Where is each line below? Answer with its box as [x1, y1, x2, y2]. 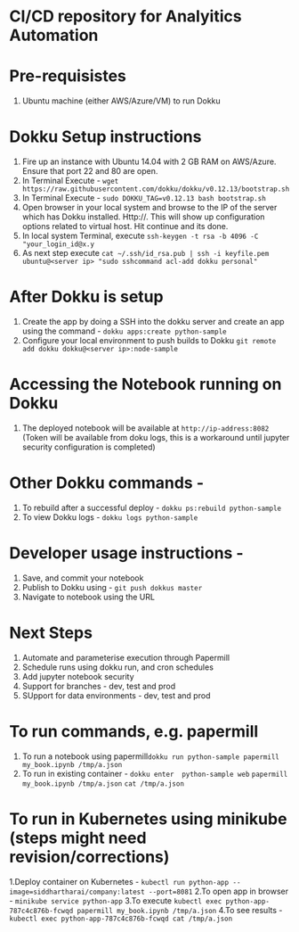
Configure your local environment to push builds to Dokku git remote [21, 335, 277, 345]
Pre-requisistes [9, 66, 126, 87]
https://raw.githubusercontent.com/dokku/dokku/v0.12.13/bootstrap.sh [21, 185, 290, 194]
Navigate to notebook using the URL [21, 591, 156, 602]
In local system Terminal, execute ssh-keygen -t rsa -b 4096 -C [21, 230, 259, 242]
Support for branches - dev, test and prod [21, 680, 176, 691]
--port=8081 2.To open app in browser [148, 886, 289, 896]
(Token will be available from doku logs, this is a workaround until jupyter [21, 432, 290, 442]
